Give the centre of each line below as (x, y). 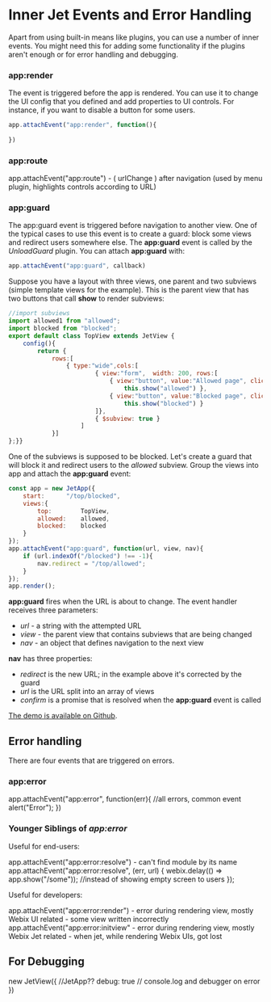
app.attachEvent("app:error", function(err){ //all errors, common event (125, 799)
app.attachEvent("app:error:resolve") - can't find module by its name (123, 861)
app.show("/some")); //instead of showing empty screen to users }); (122, 879)
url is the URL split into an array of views (87, 692)
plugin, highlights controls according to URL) (83, 187)
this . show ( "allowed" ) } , (165, 389)
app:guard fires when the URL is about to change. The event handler (123, 602)
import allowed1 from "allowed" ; (65, 321)
